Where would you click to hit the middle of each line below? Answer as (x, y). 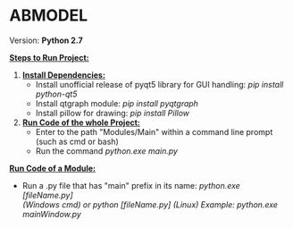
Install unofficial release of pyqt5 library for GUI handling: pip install (159, 84)
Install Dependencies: (63, 75)
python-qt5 (56, 94)
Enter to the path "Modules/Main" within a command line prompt (154, 131)
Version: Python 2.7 (46, 40)
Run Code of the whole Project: (81, 122)
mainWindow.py (52, 214)
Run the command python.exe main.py (107, 151)
